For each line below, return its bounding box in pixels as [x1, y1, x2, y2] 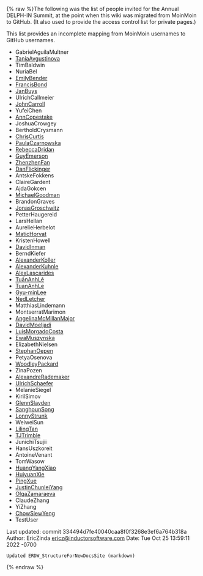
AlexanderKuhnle [15, 263, 59, 270]
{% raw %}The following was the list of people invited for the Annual [6, 6, 179, 12]
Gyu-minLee [15, 289, 47, 296]
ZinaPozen [15, 367, 43, 374]
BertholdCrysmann [15, 127, 63, 133]
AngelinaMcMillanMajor [15, 315, 75, 322]
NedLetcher [15, 295, 46, 302]
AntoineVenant [15, 451, 53, 458]
